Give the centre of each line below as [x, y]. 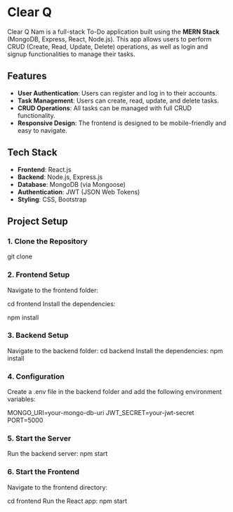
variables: [21, 399]
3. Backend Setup [38, 336]
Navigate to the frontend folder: [53, 290]
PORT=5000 [25, 420]
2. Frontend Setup [39, 275]
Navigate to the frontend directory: [57, 487]
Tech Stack [32, 153]
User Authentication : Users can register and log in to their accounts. [117, 93]
